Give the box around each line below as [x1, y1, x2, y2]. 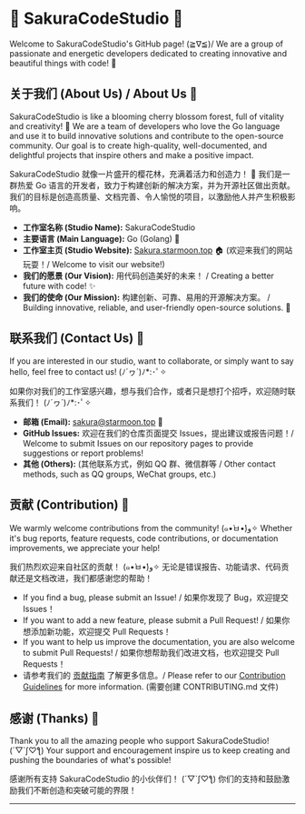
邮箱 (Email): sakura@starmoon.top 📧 [22, 416, 163, 427]
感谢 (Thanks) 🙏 [9, 710, 100, 726]
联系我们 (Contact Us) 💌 [9, 331, 145, 347]
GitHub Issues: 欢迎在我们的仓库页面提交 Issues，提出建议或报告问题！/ [22, 427, 295, 438]
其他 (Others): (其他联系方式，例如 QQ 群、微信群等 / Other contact [22, 458, 276, 469]
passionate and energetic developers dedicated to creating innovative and [9, 47, 288, 58]
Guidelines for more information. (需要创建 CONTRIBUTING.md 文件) [22, 681, 280, 692]
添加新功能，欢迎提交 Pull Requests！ [30, 627, 172, 638]
